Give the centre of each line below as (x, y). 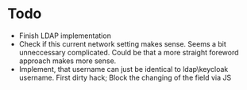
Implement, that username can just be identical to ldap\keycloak (123, 69)
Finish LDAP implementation (65, 36)
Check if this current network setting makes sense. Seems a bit (123, 43)
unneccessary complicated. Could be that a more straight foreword (129, 52)
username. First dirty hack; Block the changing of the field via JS (125, 77)
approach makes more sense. (68, 61)
